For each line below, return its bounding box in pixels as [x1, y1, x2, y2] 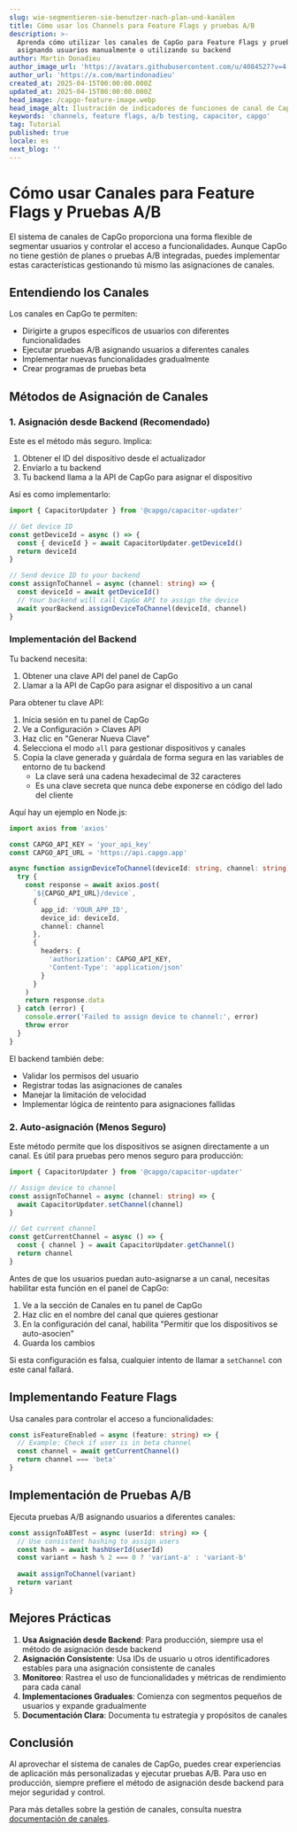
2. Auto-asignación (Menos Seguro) [9, 1120, 166, 1133]
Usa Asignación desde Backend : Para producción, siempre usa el [21, 1634, 263, 1645]
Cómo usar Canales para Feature [9, 183, 255, 203]
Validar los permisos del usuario [21, 1070, 140, 1081]
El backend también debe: [9, 1053, 104, 1064]
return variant [17, 1579, 73, 1587]
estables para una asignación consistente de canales [21, 1663, 216, 1673]
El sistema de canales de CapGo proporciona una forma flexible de [9, 231, 253, 242]
